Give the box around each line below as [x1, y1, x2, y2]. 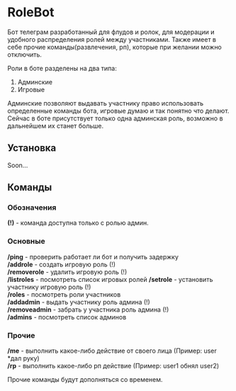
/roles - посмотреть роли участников [7, 290, 121, 298]
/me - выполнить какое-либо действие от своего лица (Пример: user [7, 346, 218, 355]
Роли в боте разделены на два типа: [7, 64, 117, 72]
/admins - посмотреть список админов [7, 312, 127, 321]
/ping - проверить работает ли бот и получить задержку [7, 252, 179, 261]
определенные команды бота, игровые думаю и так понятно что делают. [7, 106, 230, 115]
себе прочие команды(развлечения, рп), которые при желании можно [7, 42, 222, 51]
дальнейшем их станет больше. [7, 121, 104, 130]
